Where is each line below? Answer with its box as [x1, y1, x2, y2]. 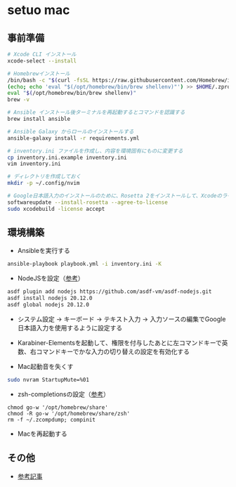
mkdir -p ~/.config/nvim [7, 180, 80, 187]
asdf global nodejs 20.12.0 [7, 301, 90, 309]
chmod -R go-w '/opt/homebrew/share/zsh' [7, 410, 131, 417]
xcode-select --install [7, 57, 77, 65]
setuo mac [7, 2, 70, 18]
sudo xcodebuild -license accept [7, 205, 105, 212]
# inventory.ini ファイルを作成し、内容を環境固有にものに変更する [7, 147, 183, 155]
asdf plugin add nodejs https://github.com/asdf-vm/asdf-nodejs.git [7, 288, 212, 295]
